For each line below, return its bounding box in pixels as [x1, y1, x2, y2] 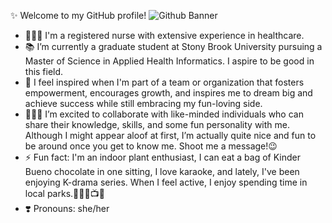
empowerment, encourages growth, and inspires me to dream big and [24, 87, 313, 99]
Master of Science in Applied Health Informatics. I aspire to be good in [24, 55, 315, 67]
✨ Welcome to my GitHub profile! [10, 10, 147, 21]
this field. [24, 66, 64, 77]
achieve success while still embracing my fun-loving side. [24, 98, 263, 109]
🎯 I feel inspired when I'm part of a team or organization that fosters [24, 76, 305, 88]
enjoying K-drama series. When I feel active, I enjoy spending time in [24, 176, 308, 188]
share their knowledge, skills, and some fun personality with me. [24, 119, 291, 130]
